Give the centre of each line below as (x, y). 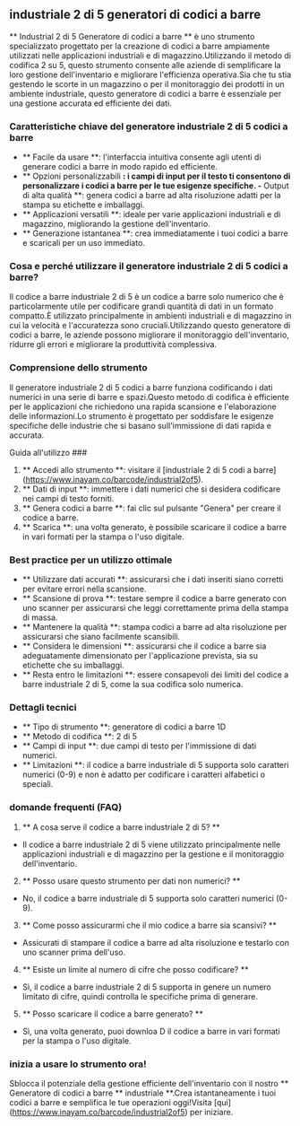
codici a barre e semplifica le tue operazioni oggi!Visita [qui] (120, 1102)
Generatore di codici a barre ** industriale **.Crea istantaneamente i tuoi (142, 1093)
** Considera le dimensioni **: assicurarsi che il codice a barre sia (144, 646)
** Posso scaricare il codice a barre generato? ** (112, 1014)
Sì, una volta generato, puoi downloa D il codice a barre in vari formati (151, 1031)
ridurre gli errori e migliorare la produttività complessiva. (113, 345)
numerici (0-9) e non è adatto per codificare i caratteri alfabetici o (144, 774)
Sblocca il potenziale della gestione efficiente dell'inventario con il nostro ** (149, 1083)
